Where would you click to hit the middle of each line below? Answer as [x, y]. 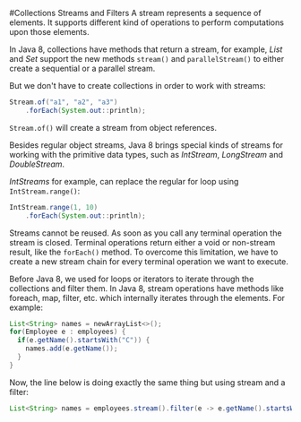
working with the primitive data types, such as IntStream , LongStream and [146, 154]
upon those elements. [49, 32]
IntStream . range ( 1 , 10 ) [54, 207]
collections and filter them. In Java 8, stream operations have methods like [146, 288]
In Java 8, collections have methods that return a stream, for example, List [146, 49]
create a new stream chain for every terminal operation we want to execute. [149, 261]
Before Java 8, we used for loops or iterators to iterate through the [132, 279]
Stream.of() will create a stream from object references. [113, 127]
